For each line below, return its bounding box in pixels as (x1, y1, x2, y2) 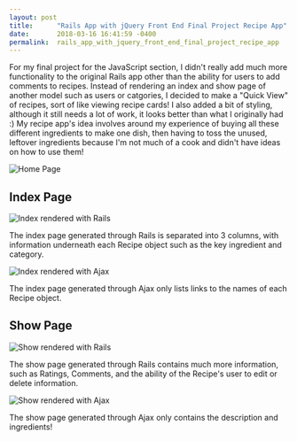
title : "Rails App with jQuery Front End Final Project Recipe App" (9, 21, 288, 30)
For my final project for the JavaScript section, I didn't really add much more (9, 62, 288, 73)
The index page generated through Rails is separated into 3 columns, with (9, 230, 279, 241)
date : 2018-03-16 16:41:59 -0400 (9, 29, 157, 38)
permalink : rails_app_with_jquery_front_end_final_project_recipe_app (9, 37, 279, 47)
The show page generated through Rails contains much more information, (9, 359, 279, 369)
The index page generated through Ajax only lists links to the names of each (9, 283, 288, 294)
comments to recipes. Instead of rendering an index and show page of (9, 81, 266, 91)
